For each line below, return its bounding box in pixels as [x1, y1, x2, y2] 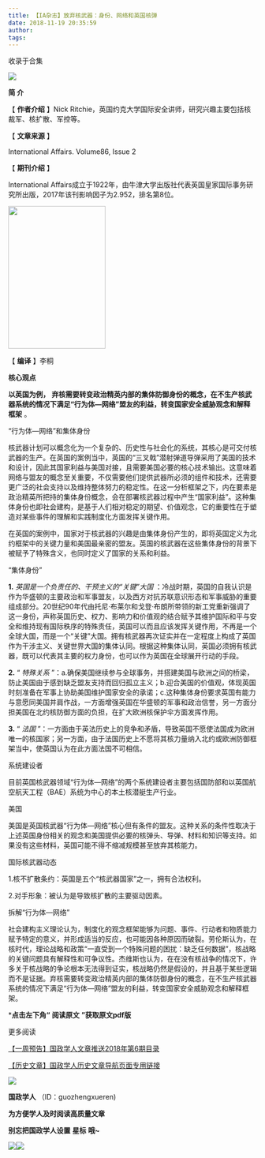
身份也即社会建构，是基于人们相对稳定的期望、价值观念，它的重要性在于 [14, 502, 250, 512]
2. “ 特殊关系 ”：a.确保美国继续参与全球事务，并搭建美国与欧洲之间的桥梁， [8, 668, 254, 677]
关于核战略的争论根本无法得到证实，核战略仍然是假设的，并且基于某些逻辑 [14, 964, 257, 973]
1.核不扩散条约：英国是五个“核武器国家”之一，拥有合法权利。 [8, 874, 207, 884]
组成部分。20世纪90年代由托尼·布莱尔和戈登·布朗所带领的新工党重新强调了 [8, 601, 251, 612]
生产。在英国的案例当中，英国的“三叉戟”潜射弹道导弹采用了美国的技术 [28, 453, 256, 463]
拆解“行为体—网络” [8, 908, 70, 917]
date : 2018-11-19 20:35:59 [8, 19, 97, 27]
